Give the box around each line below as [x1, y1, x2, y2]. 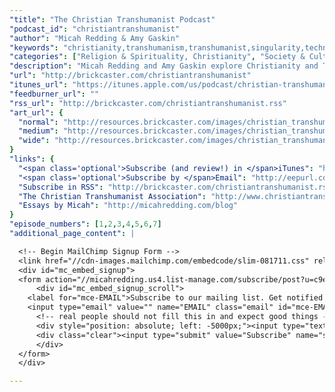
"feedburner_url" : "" [9, 89, 100, 99]
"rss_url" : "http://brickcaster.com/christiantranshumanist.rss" [9, 98, 287, 108]
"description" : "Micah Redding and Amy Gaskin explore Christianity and [9, 61, 319, 71]
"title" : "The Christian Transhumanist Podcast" [9, 14, 216, 25]
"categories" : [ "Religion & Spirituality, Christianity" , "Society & [9, 52, 306, 62]
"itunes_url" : [9, 80, 69, 90]
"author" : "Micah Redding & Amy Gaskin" [9, 33, 181, 43]
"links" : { [9, 154, 55, 164]
